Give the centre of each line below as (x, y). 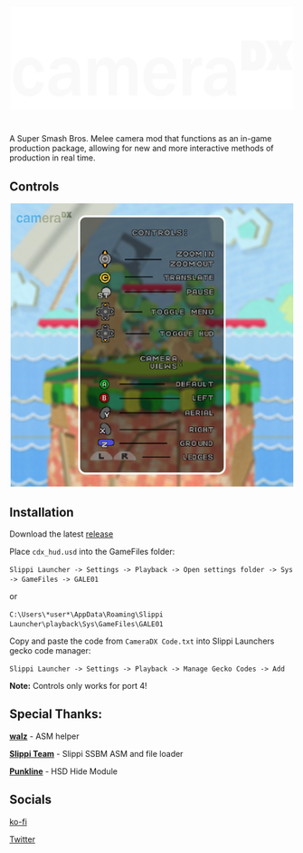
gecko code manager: (50, 650)
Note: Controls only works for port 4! (78, 685)
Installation (42, 512)
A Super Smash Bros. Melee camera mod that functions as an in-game (141, 139)
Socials (31, 800)
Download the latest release (62, 534)
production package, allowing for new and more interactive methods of (142, 149)
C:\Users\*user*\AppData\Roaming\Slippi (87, 615)
